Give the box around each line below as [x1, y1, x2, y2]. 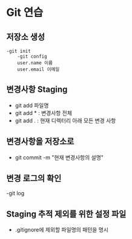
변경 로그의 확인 [6, 173, 62, 184]
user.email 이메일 [17, 66, 60, 72]
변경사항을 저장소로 [6, 136, 74, 147]
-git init [6, 48, 31, 54]
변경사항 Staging [6, 85, 68, 95]
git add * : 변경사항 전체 [15, 109, 73, 116]
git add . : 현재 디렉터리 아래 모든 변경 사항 [15, 117, 116, 124]
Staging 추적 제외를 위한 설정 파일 [6, 209, 127, 219]
